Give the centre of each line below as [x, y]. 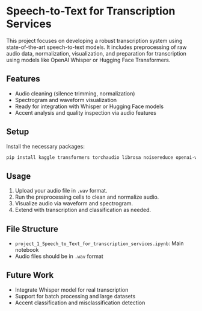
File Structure [32, 229]
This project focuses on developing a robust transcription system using [94, 40]
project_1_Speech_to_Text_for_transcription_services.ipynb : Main [99, 243]
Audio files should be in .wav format [59, 256]
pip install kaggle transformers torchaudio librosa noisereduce [90, 157]
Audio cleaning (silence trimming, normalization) [75, 93]
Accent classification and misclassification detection [80, 303]
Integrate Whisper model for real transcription [72, 290]
